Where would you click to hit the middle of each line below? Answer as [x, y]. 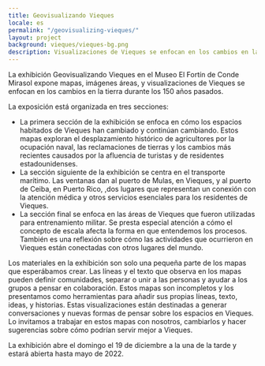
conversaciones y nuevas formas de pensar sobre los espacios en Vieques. [131, 313]
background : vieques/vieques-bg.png [68, 45]
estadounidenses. [49, 164]
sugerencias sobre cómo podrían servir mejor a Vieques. [101, 330]
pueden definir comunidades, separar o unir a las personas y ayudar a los [128, 280]
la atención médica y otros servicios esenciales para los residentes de [134, 197]
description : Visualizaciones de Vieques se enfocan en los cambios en [128, 52]
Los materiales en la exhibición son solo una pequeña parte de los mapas [127, 263]
